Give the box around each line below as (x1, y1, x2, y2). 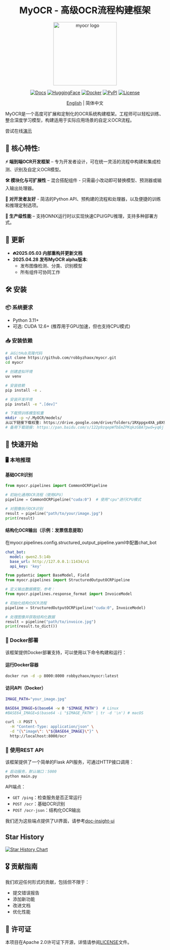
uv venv (5, 374, 22, 379)
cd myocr (5, 360, 24, 365)
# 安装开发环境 (5, 397, 33, 402)
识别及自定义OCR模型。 (14, 166, 64, 172)
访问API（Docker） (5, 685, 47, 691)
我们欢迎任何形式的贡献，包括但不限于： (5, 879, 90, 885)
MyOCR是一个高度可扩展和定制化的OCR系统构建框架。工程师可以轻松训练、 (5, 110, 164, 117)
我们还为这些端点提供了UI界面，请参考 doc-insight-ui (5, 818, 115, 824)
